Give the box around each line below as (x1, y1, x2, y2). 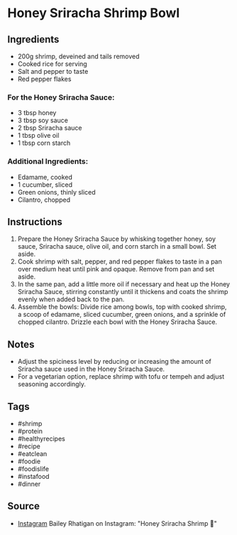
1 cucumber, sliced (17, 180, 73, 189)
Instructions (7, 215, 62, 228)
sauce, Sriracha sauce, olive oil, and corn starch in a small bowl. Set (17, 242, 216, 251)
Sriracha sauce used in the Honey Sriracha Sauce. (17, 364, 165, 374)
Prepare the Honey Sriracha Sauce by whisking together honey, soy (17, 234, 216, 243)
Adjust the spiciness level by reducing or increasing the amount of (17, 357, 211, 366)
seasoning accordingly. (17, 380, 87, 389)
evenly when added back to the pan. (17, 295, 125, 303)
